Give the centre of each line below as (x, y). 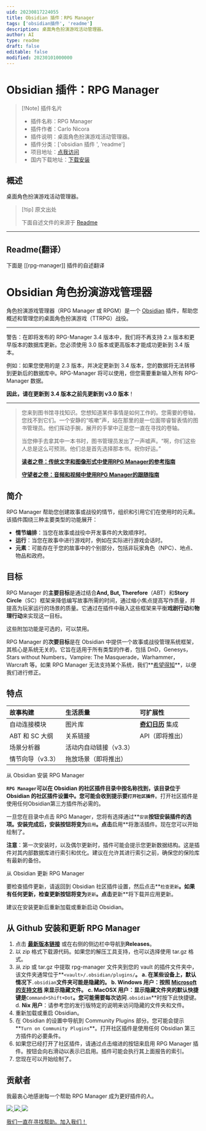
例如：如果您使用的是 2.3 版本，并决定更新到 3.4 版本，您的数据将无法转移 (101, 366)
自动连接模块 (28, 724)
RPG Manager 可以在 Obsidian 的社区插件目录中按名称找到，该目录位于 (93, 788)
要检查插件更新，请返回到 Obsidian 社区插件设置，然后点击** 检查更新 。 (95, 886)
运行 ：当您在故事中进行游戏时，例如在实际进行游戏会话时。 (90, 540)
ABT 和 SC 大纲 (31, 735)
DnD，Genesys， (169, 649)
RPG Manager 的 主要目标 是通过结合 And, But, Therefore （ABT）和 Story (97, 592)
